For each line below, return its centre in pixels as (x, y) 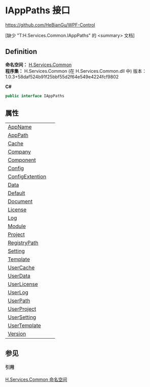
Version (17, 334)
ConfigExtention (27, 177)
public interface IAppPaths (35, 96)
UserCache (21, 268)
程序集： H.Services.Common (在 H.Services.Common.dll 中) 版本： (76, 71)
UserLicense (23, 284)
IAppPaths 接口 (38, 10)
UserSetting (22, 317)
